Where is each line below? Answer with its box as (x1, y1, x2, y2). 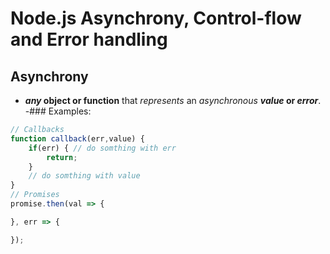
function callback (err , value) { (10, 133, 145, 144)
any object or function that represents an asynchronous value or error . (24, 95, 322, 106)
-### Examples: (24, 105, 92, 117)
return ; (46, 152, 78, 162)
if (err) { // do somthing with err (28, 143, 177, 153)
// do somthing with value (28, 171, 141, 181)
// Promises (10, 190, 60, 200)
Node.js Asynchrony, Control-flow (10, 7, 302, 30)
